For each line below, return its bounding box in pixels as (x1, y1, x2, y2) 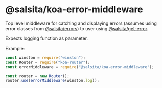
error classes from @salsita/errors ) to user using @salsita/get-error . (5, 25, 149, 31)
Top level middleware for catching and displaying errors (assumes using (5, 20, 157, 26)
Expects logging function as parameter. (5, 35, 88, 41)
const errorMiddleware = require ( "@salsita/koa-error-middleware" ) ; (5, 64, 154, 69)
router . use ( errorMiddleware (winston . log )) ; (5, 78, 100, 83)
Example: (5, 45, 25, 51)
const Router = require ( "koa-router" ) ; (5, 60, 90, 65)
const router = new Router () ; (5, 73, 70, 79)
